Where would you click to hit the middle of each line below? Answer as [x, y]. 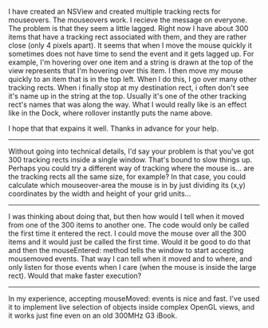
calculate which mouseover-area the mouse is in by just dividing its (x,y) [127, 185]
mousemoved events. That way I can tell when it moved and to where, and [130, 259]
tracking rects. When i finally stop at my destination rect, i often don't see [129, 88]
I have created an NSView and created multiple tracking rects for [114, 12]
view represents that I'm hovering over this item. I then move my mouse [126, 70]
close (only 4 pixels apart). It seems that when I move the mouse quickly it [130, 45]
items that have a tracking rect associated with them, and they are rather [128, 37]
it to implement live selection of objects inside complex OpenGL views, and [132, 307]
